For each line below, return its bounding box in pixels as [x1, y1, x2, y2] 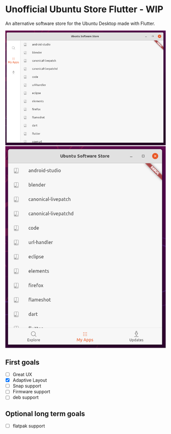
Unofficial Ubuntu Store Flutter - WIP [5, 4, 164, 15]
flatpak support [12, 423, 45, 429]
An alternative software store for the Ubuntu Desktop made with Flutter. [5, 20, 155, 26]
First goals [5, 358, 40, 366]
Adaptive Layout [12, 377, 47, 383]
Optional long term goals [5, 409, 85, 418]
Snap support [12, 383, 42, 389]
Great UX [12, 371, 32, 378]
